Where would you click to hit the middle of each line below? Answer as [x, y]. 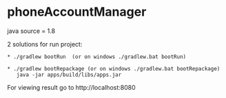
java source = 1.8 [31, 31]
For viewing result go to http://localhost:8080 [71, 87]
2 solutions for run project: [45, 44]
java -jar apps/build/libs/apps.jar [69, 75]
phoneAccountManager [77, 12]
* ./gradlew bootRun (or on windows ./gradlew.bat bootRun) [97, 57]
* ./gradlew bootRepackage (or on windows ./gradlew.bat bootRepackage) [114, 69]
